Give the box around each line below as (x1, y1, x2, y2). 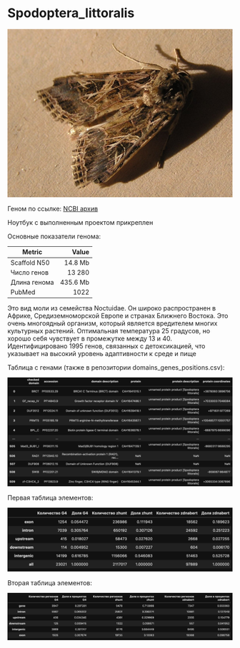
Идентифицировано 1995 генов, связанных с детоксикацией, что (7, 341, 206, 350)
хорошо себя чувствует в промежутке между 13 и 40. (7, 334, 173, 343)
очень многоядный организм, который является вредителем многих (7, 319, 218, 328)
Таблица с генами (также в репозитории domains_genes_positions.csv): (7, 363, 225, 372)
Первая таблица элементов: (7, 494, 94, 502)
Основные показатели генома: (7, 232, 101, 241)
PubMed (10, 288, 36, 297)
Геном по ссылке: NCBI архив (7, 204, 99, 213)
